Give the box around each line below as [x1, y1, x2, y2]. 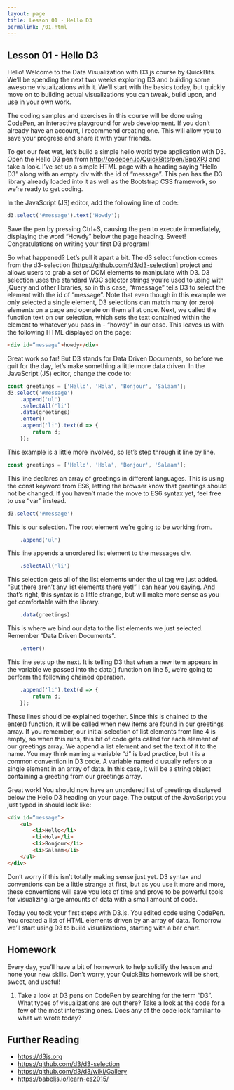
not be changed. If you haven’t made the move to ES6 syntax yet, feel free [7, 489, 222, 498]
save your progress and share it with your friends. [7, 134, 151, 143]
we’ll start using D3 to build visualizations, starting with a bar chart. [7, 923, 201, 932]
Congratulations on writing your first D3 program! [7, 240, 150, 248]
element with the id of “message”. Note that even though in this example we [7, 291, 226, 299]
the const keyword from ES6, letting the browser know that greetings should [7, 481, 228, 490]
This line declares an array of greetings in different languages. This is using [7, 474, 225, 482]
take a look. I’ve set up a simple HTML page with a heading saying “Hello [7, 162, 218, 171]
